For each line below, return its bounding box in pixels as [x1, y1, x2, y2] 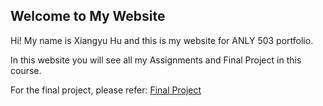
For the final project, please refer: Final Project [10, 84, 202, 96]
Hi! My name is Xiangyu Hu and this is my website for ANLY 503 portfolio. [10, 34, 314, 46]
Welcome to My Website [10, 8, 166, 25]
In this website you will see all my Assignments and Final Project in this [10, 54, 302, 66]
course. [10, 64, 42, 76]
